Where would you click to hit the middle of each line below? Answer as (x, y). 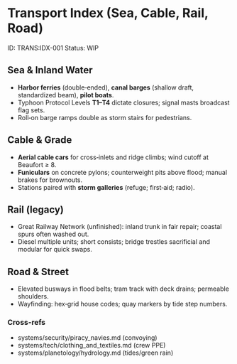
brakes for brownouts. (50, 180)
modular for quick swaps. (55, 250)
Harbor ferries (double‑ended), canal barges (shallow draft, (105, 87)
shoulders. (33, 296)
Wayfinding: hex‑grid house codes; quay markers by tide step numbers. (122, 304)
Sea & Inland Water (50, 70)
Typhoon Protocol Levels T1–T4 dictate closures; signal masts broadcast (123, 102)
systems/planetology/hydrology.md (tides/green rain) (95, 353)
